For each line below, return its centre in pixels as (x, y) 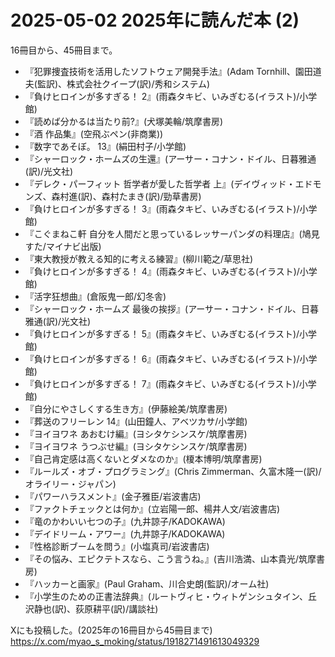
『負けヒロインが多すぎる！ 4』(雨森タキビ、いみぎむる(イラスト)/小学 (171, 271)
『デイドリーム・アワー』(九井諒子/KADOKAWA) (125, 533)
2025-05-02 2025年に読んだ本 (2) (155, 20)
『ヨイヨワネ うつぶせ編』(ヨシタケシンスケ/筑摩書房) (136, 446)
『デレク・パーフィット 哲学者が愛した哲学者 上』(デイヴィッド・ (160, 183)
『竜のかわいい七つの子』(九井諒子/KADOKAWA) (125, 521)
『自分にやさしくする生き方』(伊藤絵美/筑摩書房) (126, 408)
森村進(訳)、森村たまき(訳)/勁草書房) (126, 196)
